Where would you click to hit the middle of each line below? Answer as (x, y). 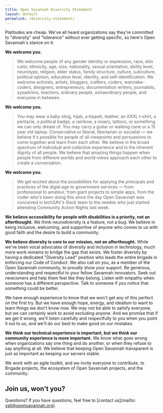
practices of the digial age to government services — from (75, 187)
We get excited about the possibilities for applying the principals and (85, 182)
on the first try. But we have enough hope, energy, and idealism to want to (79, 303)
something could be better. (32, 288)
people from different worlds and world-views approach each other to (87, 158)
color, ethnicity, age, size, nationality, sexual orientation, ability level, (85, 67)
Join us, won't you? (35, 388)
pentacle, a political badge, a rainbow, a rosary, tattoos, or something (86, 121)
